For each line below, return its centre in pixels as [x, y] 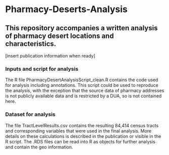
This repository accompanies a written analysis [81, 28]
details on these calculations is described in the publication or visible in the [83, 136]
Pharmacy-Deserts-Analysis [66, 9]
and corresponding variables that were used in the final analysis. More [78, 131]
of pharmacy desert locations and [60, 36]
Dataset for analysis [30, 115]
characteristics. [31, 44]
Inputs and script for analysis [42, 69]
